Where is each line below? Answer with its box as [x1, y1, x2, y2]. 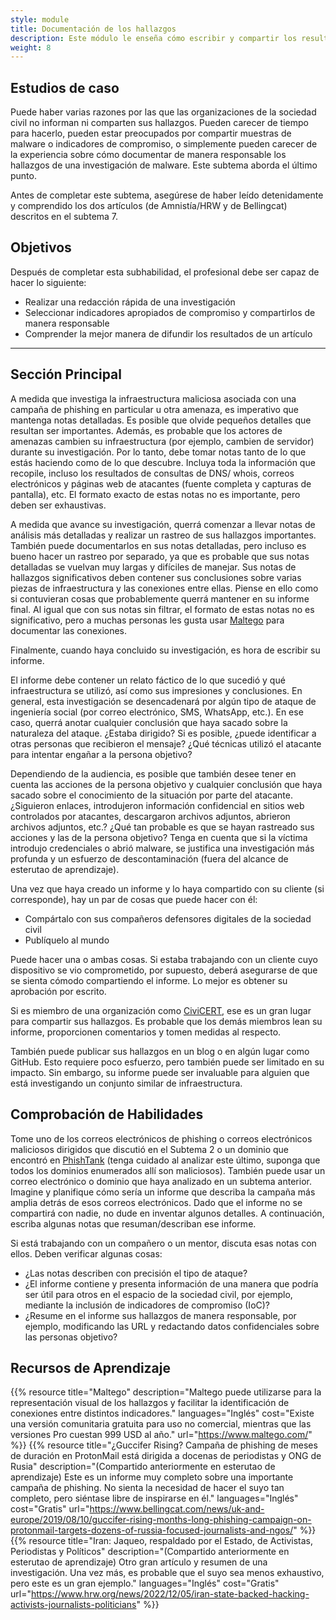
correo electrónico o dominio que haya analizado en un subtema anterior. [10, 1175, 312, 1187]
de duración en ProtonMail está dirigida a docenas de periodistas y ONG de [10, 1450, 322, 1462]
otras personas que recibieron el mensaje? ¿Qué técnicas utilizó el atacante [10, 737, 322, 750]
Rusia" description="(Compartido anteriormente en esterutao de [10, 1461, 276, 1473]
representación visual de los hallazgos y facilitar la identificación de [10, 1397, 290, 1409]
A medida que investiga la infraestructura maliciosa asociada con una [10, 392, 297, 405]
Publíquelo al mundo [24, 934, 110, 946]
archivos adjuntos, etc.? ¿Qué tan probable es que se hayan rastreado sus [10, 821, 315, 833]
